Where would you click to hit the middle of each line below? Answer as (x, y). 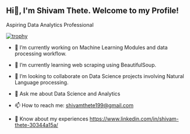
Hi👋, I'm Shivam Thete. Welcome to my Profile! (93, 11)
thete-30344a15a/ (36, 125)
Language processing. (42, 82)
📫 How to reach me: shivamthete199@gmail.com (74, 105)
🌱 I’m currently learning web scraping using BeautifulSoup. (85, 65)
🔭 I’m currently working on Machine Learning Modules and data (91, 47)
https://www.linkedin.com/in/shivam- (134, 119)
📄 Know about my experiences (51, 119)
